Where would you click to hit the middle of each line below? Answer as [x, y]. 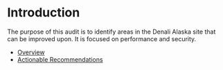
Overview [31, 52]
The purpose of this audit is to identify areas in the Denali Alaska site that [111, 32]
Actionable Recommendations [60, 59]
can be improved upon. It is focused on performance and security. [102, 38]
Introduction [44, 13]
